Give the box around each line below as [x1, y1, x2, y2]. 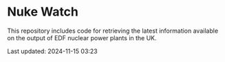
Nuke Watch [7, 4, 79, 20]
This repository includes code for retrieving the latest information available [7, 27, 219, 35]
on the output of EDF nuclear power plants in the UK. [7, 33, 157, 42]
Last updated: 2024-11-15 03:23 [7, 47, 98, 55]
